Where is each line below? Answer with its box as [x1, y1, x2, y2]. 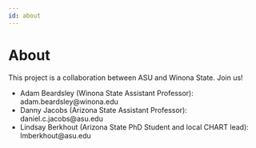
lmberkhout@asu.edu [19, 130, 91, 140]
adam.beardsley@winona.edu [19, 97, 118, 106]
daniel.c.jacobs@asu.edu [19, 114, 104, 123]
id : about [8, 11, 42, 20]
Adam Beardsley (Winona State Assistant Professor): [19, 88, 194, 98]
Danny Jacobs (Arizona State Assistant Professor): [19, 105, 188, 114]
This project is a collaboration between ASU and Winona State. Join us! [8, 73, 243, 82]
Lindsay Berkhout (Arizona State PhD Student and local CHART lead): [19, 122, 250, 132]
